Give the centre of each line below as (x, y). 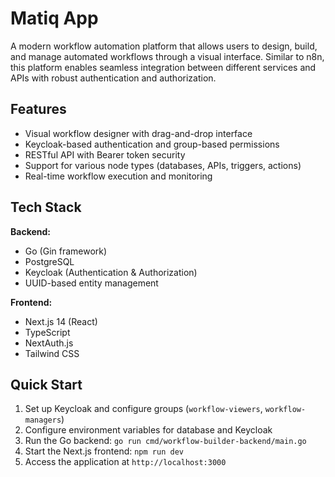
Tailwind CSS (52, 353)
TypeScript (47, 332)
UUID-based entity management (91, 283)
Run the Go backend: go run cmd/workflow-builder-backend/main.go (165, 441)
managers (43, 420)
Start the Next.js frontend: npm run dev (104, 451)
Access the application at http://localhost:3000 (125, 462)
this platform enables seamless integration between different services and (163, 67)
